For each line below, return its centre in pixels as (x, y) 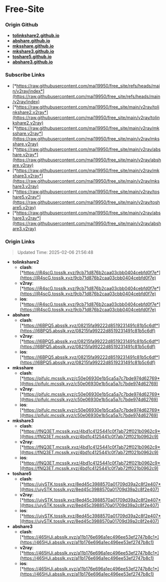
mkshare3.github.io (33, 51)
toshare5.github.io (32, 57)
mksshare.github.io (33, 46)
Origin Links (20, 241)
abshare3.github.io (32, 62)
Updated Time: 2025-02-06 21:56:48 (55, 252)
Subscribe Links (25, 75)
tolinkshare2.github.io (36, 35)
